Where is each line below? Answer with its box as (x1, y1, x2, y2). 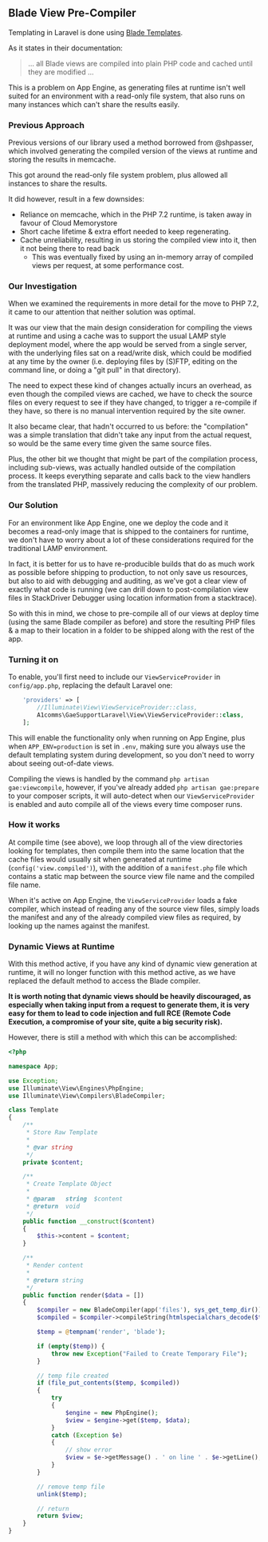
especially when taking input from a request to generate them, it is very (8, 1000, 250, 1010)
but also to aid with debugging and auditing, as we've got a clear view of (8, 576, 247, 585)
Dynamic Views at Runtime (8, 941, 115, 952)
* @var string (26, 1143, 73, 1151)
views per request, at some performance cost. (31, 261, 184, 270)
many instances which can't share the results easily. (8, 99, 180, 109)
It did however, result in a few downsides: (8, 194, 145, 204)
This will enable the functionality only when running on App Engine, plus (8, 733, 246, 742)
